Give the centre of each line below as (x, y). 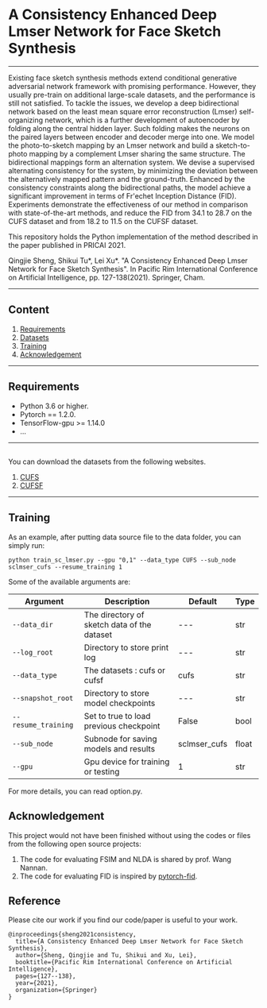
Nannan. (33, 867)
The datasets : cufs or (124, 670)
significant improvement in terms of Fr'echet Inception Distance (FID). (122, 195)
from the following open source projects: (75, 844)
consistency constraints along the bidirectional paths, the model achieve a (130, 187)
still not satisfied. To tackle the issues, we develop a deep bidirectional (124, 103)
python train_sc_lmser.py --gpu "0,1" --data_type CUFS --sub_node (122, 560)
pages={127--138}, (46, 976)
